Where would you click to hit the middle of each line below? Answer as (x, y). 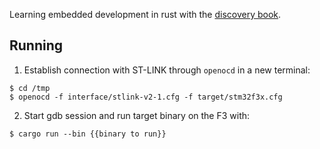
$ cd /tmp (30, 88)
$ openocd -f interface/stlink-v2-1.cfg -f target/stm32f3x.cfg (146, 97)
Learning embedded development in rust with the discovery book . (145, 14)
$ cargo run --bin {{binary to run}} (88, 134)
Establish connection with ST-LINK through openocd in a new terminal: (167, 70)
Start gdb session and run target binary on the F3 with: (137, 115)
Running (36, 45)
